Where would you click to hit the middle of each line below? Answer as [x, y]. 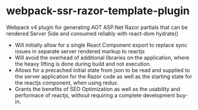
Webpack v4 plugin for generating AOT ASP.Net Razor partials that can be [97, 27]
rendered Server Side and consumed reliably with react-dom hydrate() [92, 33]
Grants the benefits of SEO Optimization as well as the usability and [97, 89]
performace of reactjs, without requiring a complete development [95, 95]
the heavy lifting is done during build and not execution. [83, 64]
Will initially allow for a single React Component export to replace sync [101, 45]
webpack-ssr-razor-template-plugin [98, 11]
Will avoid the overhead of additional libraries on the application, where [102, 57]
